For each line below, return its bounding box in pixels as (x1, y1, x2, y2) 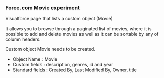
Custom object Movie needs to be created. (5, 46, 96, 53)
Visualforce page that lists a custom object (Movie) (5, 16, 113, 22)
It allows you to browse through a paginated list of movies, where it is (5, 25, 152, 32)
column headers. (5, 36, 41, 42)
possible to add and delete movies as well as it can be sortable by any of (5, 31, 159, 37)
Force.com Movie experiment (5, 4, 80, 11)
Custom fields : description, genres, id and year (12, 62, 113, 68)
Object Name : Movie (12, 56, 58, 62)
